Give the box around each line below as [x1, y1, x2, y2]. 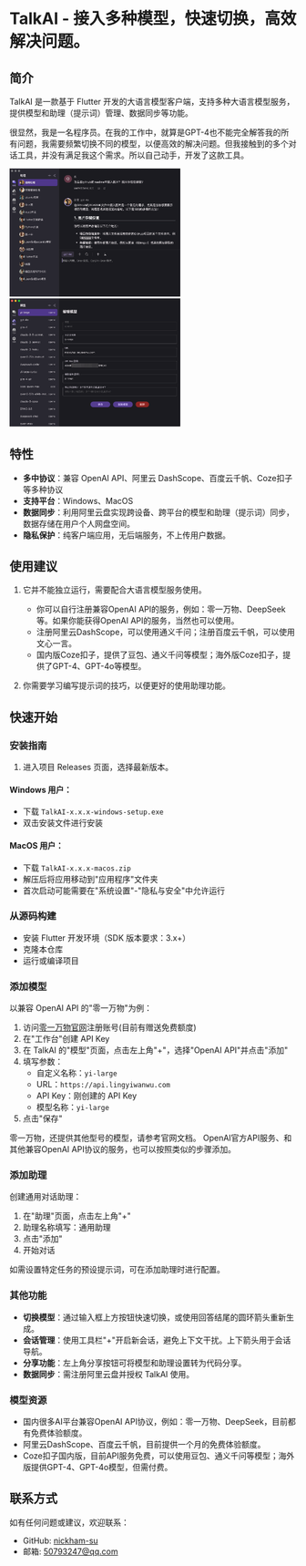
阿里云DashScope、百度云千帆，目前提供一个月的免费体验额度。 [22, 1439, 266, 1450]
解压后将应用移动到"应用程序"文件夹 [22, 873, 158, 884]
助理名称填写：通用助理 [22, 1222, 111, 1233]
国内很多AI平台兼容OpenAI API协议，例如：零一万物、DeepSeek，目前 [22, 1417, 289, 1427]
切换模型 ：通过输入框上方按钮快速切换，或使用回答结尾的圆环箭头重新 [22, 1312, 287, 1323]
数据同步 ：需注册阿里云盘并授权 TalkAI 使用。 [22, 1368, 195, 1379]
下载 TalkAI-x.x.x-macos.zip [22, 862, 132, 873]
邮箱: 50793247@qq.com [22, 1546, 118, 1557]
